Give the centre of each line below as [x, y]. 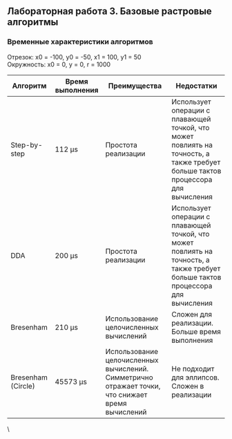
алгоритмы [33, 22]
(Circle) [23, 386]
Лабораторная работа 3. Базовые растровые [109, 11]
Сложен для [192, 314]
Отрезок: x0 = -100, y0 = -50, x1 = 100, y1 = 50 [74, 57]
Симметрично [129, 377]
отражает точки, [133, 386]
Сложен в [188, 386]
